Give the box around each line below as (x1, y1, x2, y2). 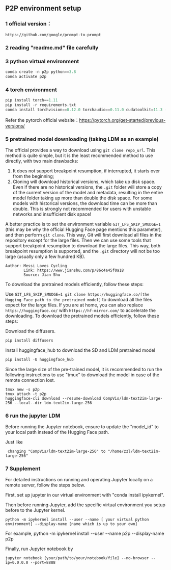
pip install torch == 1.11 (5, 97, 58, 102)
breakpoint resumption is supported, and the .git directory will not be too (5, 248, 160, 254)
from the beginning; (12, 173, 54, 179)
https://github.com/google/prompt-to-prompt (5, 32, 101, 37)
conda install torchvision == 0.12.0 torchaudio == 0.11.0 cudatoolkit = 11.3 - (5, 107, 167, 112)
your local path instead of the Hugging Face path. (5, 429, 109, 435)
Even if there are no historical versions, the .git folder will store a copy (12, 184, 162, 190)
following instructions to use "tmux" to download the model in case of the (5, 372, 159, 378)
